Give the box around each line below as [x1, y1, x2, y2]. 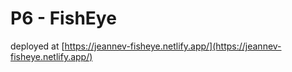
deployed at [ [10, 40, 65, 52]
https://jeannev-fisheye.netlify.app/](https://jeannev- [64, 40, 282, 52]
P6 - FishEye [10, 7, 117, 30]
